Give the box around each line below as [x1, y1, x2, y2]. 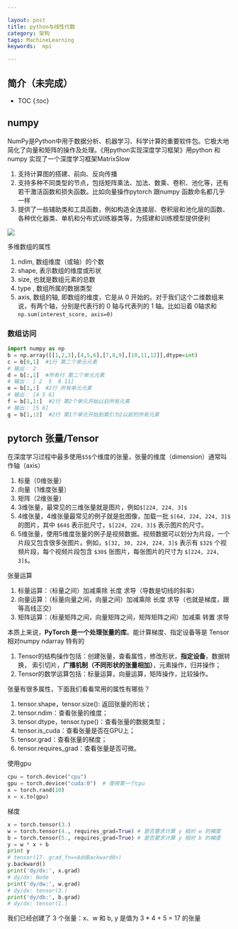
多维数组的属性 [7, 242, 51, 250]
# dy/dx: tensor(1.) [7, 900, 69, 908]
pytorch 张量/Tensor [7, 433, 99, 445]
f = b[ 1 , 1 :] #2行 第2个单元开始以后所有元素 [7, 398, 130, 405]
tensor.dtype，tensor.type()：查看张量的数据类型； [17, 718, 167, 726]
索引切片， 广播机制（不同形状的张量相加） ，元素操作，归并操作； [31, 661, 222, 669]
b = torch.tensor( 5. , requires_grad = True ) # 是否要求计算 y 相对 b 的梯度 [7, 834, 221, 841]
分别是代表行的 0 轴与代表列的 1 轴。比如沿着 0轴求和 [61, 301, 217, 310]
